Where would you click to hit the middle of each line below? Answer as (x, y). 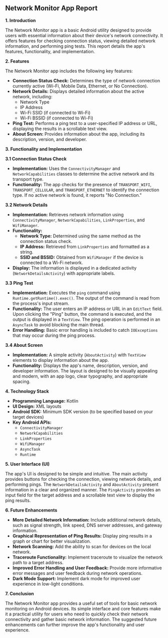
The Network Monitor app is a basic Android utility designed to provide (78, 30)
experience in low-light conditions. (48, 584)
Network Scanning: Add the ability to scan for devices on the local (82, 546)
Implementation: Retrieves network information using (68, 214)
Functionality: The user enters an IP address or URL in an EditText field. (88, 309)
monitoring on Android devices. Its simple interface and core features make (83, 608)
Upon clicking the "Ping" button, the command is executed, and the (82, 314)
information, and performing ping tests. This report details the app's (75, 46)
